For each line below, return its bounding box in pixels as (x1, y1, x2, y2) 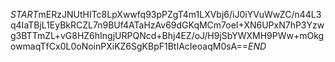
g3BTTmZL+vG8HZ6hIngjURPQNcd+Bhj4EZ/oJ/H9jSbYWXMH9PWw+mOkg (10, 30, 325, 41)
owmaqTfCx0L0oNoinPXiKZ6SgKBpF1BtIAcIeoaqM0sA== (10, 40, 249, 52)
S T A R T (10, 9, 39, 20)
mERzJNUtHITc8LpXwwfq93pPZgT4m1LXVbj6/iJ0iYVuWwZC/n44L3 (38, 9, 322, 20)
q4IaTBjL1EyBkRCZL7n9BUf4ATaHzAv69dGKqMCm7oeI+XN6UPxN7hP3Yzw (10, 19, 325, 31)
